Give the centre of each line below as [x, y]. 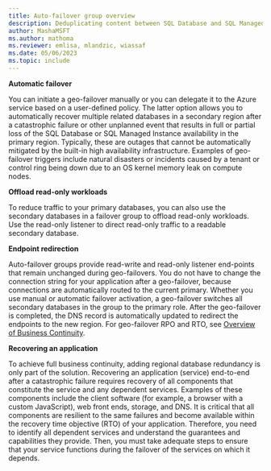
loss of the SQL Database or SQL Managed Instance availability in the [124, 133]
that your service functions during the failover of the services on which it [129, 449]
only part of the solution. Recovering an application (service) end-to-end [129, 372]
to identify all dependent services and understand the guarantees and [124, 432]
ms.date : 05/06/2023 [43, 53]
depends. [24, 458]
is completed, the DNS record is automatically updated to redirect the [123, 316]
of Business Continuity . [47, 333]
